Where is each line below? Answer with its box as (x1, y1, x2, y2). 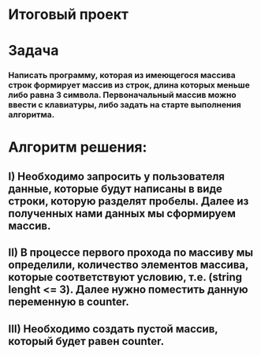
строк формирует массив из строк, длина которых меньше (8, 80, 250, 91)
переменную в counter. (8, 295, 129, 309)
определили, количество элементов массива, (8, 258, 249, 272)
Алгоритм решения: (8, 138, 147, 156)
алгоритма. (8, 109, 55, 120)
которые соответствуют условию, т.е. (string (8, 271, 243, 284)
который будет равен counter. (8, 334, 165, 348)
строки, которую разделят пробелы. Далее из (8, 194, 249, 208)
